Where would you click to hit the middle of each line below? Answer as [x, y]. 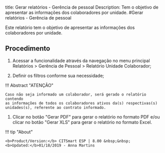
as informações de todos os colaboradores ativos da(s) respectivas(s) [81, 103]
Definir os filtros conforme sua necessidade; [58, 75]
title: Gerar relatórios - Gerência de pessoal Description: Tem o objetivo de [82, 7]
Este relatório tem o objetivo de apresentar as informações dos [70, 27]
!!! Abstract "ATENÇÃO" [29, 85]
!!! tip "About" [19, 131]
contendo [14, 99]
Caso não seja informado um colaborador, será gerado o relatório [76, 94]
